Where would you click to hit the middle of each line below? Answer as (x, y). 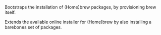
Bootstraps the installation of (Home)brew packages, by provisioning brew (80, 7)
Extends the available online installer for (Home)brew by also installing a (78, 22)
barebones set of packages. (33, 27)
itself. (10, 12)
